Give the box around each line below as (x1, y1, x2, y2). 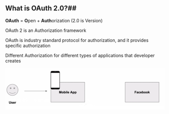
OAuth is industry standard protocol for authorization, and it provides (5, 37, 149, 43)
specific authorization (5, 43, 51, 49)
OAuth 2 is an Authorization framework (5, 27, 87, 33)
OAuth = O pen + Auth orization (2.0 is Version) (5, 17, 103, 23)
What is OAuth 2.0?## (5, 4, 77, 13)
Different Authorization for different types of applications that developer (5, 52, 155, 58)
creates (5, 58, 21, 64)
